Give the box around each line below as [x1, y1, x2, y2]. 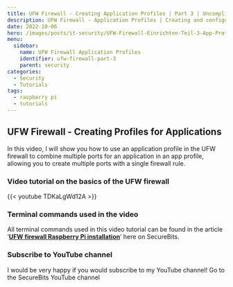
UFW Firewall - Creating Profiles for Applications [7, 126, 222, 138]
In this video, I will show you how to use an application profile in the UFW [7, 144, 216, 153]
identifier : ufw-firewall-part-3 [19, 55, 116, 62]
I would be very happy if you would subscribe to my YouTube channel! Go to [7, 266, 225, 274]
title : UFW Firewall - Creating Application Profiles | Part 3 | [7, 10, 200, 17]
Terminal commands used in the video [7, 209, 139, 219]
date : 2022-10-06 [7, 23, 58, 30]
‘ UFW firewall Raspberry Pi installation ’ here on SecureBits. [7, 233, 180, 241]
